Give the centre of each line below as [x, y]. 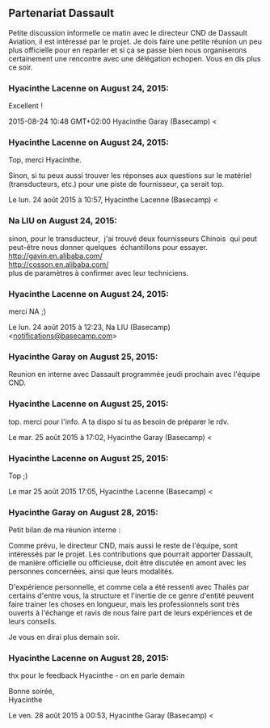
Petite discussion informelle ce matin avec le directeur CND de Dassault [128, 32]
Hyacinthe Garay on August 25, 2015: [83, 357]
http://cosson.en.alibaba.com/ [59, 264]
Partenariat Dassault [61, 13]
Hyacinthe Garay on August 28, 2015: [84, 512]
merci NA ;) [27, 311]
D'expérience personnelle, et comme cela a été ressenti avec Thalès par [129, 587]
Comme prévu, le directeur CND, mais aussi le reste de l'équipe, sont [123, 546]
